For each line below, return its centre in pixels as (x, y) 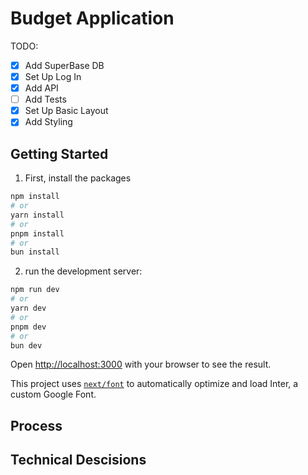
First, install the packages (78, 178)
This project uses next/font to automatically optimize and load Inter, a (154, 384)
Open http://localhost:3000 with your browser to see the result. (141, 364)
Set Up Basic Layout (66, 111)
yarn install (37, 215)
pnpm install (37, 233)
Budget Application (92, 18)
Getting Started (59, 153)
